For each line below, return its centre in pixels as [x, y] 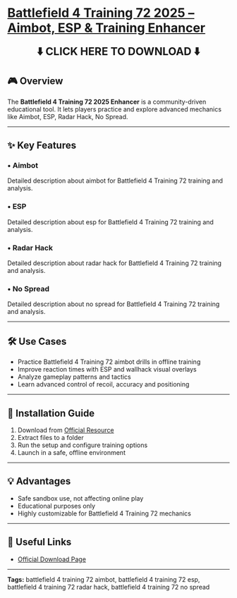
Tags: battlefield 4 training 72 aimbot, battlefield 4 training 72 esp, [104, 579]
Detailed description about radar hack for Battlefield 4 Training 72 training [115, 263]
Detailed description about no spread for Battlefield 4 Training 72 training [114, 304]
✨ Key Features [42, 146]
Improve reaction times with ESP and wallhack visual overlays [107, 370]
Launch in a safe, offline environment [71, 452]
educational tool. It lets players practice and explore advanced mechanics [115, 109]
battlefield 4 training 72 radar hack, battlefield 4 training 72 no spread [109, 587]
